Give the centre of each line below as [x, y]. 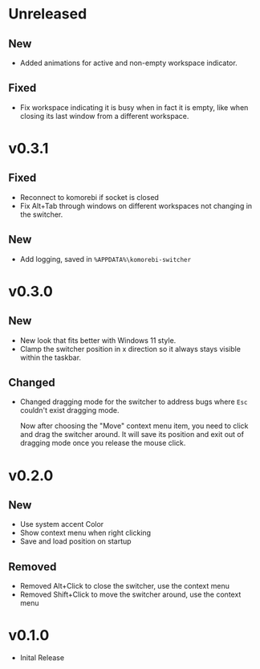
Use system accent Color [62, 524]
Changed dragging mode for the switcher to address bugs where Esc [134, 402]
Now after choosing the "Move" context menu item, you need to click [134, 426]
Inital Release [42, 658]
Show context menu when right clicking [85, 533]
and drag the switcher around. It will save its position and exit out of [132, 434]
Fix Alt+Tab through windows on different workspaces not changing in [136, 206]
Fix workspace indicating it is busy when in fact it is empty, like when [134, 107]
